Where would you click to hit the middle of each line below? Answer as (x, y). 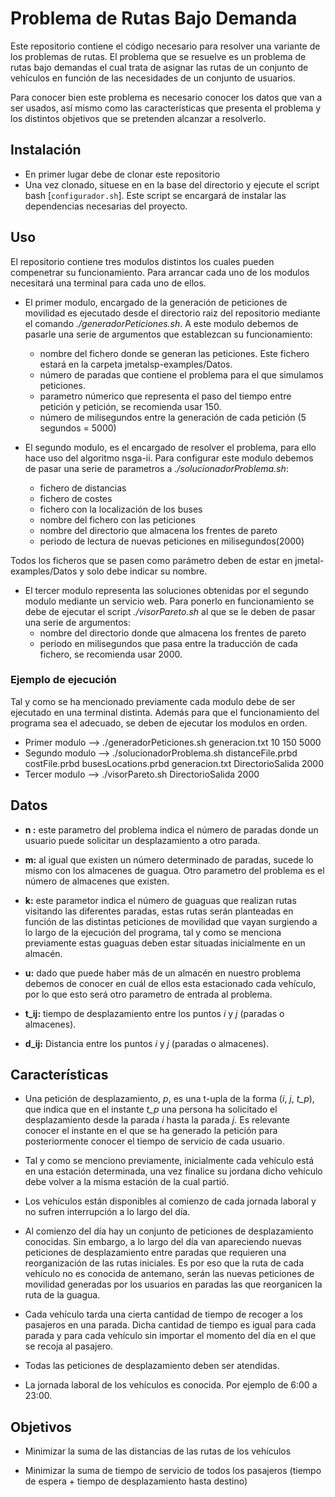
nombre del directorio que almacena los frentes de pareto (158, 530)
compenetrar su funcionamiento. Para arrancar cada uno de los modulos (160, 272)
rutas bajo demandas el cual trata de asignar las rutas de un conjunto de (159, 67)
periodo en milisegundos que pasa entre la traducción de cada (168, 643)
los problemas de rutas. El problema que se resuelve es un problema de (158, 56)
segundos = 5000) (78, 428)
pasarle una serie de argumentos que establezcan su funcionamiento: (168, 334)
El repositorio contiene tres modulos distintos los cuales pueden (142, 261)
